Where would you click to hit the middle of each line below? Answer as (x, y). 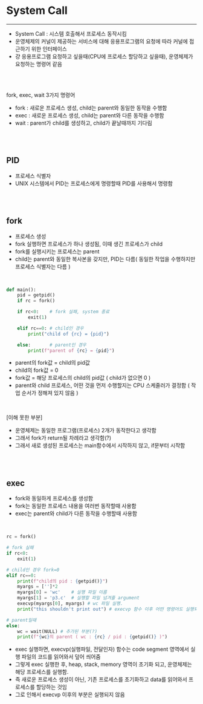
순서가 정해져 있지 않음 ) (50, 393)
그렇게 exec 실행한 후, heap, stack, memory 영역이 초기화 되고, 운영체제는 (103, 664)
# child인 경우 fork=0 (33, 570)
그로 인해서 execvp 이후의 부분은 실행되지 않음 (70, 695)
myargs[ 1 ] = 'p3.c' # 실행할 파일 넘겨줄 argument (79, 598)
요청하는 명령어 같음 (38, 64)
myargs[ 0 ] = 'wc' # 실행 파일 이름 (62, 592)
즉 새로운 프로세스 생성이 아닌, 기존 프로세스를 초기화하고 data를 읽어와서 (101, 680)
